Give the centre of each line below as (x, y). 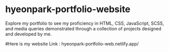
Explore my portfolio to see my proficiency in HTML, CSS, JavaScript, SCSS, (85, 23)
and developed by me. (29, 34)
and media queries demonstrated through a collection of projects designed (83, 28)
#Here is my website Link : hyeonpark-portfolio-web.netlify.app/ (72, 43)
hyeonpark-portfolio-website (68, 9)
